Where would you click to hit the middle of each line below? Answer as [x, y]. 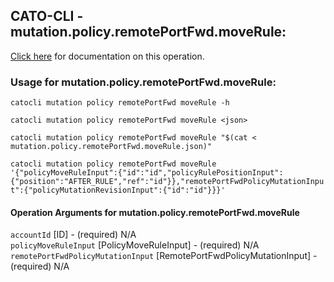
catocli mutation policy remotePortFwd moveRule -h [120, 103]
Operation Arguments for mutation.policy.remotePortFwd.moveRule [155, 212]
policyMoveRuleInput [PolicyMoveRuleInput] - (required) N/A [135, 245]
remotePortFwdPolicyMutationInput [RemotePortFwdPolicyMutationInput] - [164, 256]
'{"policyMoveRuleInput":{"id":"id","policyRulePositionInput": [147, 173]
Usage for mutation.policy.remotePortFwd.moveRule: [143, 82]
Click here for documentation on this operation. [107, 56]
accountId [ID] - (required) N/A [73, 235]
